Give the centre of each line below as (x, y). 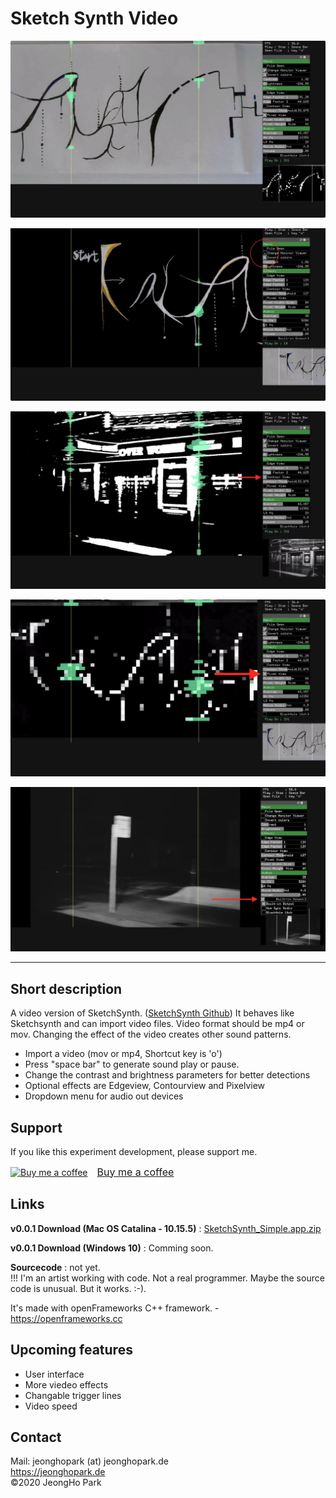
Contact (36, 1437)
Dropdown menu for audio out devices (104, 1096)
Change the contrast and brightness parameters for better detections (167, 1075)
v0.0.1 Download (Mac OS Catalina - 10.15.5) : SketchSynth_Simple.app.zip (166, 1228)
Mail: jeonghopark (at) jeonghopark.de (89, 1461)
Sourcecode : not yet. (55, 1267)
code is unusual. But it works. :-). (78, 1288)
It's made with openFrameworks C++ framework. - (115, 1308)
